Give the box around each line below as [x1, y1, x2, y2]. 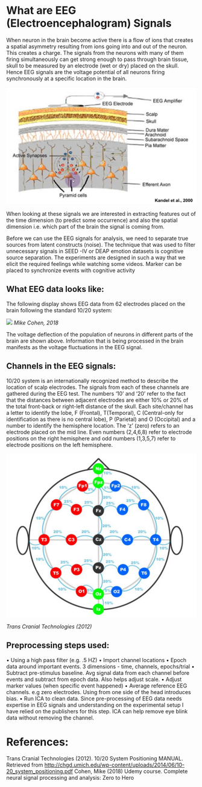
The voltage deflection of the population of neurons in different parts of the [6, 330, 194, 338]
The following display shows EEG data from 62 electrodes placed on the [6, 300, 186, 308]
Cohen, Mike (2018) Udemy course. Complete [74, 768, 188, 775]
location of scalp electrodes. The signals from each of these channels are [6, 384, 189, 391]
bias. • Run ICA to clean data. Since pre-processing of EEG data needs [6, 695, 182, 702]
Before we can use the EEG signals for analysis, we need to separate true [6, 235, 189, 242]
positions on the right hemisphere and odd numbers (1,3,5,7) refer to [6, 435, 176, 442]
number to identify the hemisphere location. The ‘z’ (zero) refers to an [6, 422, 180, 429]
